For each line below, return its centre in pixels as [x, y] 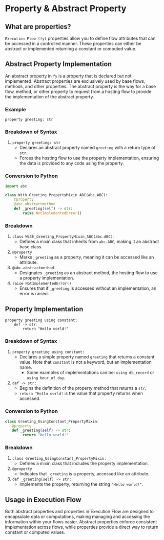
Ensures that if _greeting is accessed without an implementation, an [88, 288]
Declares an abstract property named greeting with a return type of [88, 148]
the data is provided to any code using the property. [72, 163]
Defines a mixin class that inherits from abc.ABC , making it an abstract [89, 242]
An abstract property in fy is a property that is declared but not [68, 76]
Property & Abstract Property [66, 9]
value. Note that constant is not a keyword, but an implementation [86, 362]
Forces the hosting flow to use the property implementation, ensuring [89, 158]
